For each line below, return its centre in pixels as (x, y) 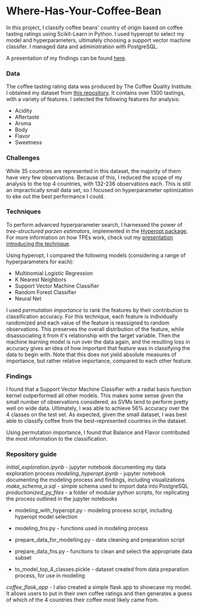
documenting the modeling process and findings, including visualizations (96, 480)
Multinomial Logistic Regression (54, 273)
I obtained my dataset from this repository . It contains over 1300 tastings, (96, 93)
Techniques (24, 212)
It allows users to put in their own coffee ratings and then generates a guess (99, 593)
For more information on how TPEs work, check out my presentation (90, 237)
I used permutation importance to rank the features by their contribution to (97, 310)
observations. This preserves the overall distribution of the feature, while (95, 329)
